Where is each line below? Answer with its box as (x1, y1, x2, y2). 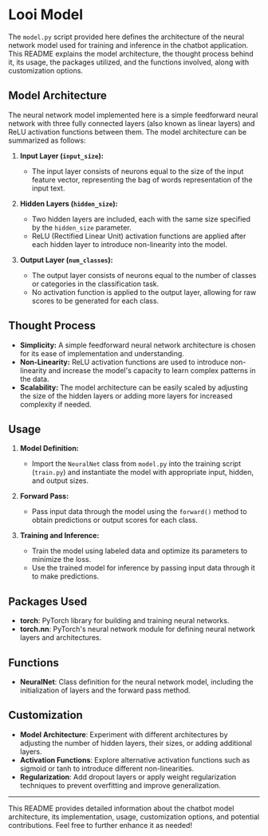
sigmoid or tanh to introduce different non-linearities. (19, 763, 195, 773)
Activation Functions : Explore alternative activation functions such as (19, 755, 250, 764)
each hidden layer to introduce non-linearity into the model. (31, 239, 227, 249)
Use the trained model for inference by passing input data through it (31, 563, 255, 573)
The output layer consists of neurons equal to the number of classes (31, 270, 257, 280)
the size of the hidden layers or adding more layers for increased (19, 391, 233, 400)
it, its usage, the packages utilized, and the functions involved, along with (8, 57, 250, 67)
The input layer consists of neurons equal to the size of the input (31, 166, 244, 176)
